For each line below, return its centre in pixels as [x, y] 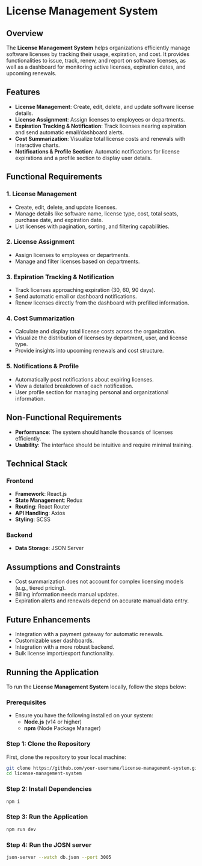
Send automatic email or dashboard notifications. [76, 297]
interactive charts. [37, 145]
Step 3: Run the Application [47, 817]
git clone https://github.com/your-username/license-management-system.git [103, 768]
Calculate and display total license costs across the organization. [95, 332]
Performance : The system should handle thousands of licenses [94, 432]
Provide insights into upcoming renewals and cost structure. [89, 351]
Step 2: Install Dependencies [49, 789]
